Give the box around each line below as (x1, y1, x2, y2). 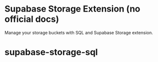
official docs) (4, 14, 59, 25)
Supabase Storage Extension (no (4, 3, 140, 15)
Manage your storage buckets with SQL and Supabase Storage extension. (4, 30, 153, 35)
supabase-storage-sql (4, 47, 98, 58)
